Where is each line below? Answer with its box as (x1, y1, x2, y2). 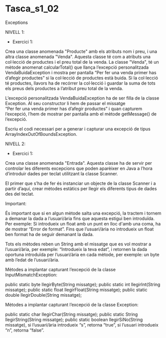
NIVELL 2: (5, 140, 26, 147)
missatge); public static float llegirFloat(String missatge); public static (5, 287, 148, 293)
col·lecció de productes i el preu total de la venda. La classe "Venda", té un (5, 59, 159, 65)
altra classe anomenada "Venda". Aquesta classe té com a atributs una (5, 53, 151, 60)
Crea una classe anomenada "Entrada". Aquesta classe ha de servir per (5, 160, 152, 166)
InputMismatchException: (5, 272, 57, 278)
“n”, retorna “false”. (5, 327, 44, 333)
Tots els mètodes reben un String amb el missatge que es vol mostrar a (5, 241, 152, 247)
